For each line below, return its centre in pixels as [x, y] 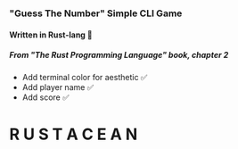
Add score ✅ [45, 97]
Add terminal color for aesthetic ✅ [85, 78]
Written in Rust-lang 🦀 [51, 35]
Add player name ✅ [58, 87]
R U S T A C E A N [74, 134]
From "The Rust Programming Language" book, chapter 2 [119, 55]
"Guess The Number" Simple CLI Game [96, 13]
